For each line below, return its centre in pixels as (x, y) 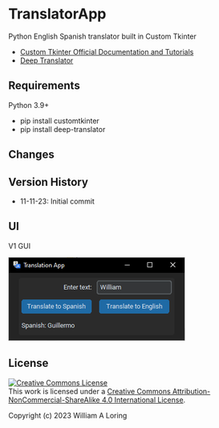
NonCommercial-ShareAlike (54, 400)
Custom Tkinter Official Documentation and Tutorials (107, 51)
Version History (48, 182)
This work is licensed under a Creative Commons (89, 391)
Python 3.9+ (29, 105)
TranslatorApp (57, 14)
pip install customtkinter (60, 121)
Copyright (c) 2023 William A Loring (68, 415)
